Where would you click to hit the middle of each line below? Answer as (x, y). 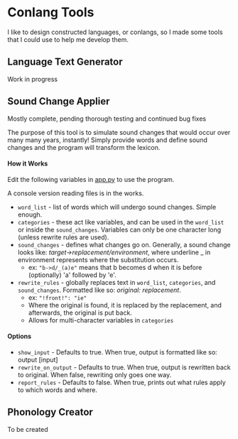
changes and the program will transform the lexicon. (84, 147)
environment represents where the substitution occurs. (98, 259)
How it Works (28, 163)
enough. (30, 215)
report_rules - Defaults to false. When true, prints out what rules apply (121, 382)
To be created (28, 429)
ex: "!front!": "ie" (58, 297)
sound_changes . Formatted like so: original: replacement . (99, 290)
